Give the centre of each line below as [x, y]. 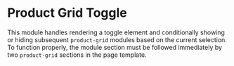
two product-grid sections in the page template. [77, 55]
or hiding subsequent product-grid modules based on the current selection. [117, 39]
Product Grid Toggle [67, 13]
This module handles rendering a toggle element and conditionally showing [116, 32]
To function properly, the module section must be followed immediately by [115, 47]
